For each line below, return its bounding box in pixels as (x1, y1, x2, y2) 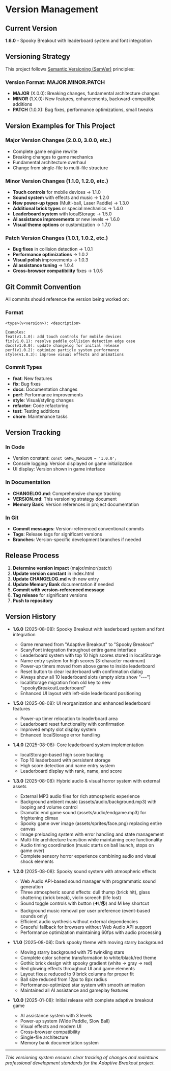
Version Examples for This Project (5, 121, 116, 130)
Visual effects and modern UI (20, 1023, 81, 1029)
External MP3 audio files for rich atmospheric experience (20, 793, 140, 799)
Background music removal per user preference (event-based (20, 907, 150, 913)
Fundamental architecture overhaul (12, 159, 87, 165)
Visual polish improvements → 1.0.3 (12, 257, 89, 263)
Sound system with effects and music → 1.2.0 (12, 194, 109, 200)
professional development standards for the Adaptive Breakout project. (5, 1060, 155, 1066)
